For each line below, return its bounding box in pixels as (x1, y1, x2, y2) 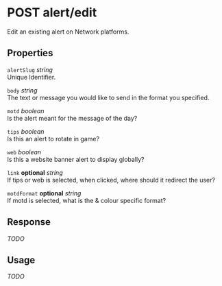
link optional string (7, 168, 63, 176)
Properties (7, 47, 53, 59)
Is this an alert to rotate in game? (7, 134, 100, 143)
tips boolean (7, 127, 45, 135)
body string (7, 86, 38, 94)
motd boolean (7, 106, 45, 115)
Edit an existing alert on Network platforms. (7, 27, 129, 36)
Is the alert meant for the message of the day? (7, 114, 138, 122)
